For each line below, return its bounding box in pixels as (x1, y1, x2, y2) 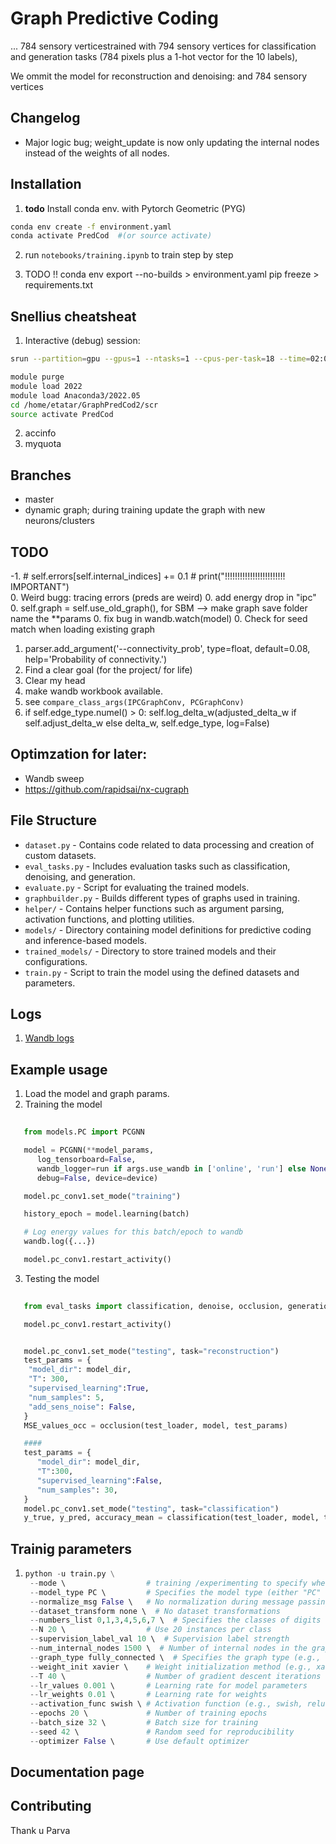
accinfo (24, 427, 57, 439)
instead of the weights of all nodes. (24, 147, 170, 159)
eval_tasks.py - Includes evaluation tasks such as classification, (24, 860, 291, 872)
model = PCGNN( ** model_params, (23, 1145, 155, 1155)
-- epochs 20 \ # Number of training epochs (29, 1708, 268, 1719)
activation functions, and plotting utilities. (24, 913, 195, 925)
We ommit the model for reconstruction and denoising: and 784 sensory (10, 70, 308, 82)
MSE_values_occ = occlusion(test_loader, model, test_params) (23, 1420, 288, 1431)
